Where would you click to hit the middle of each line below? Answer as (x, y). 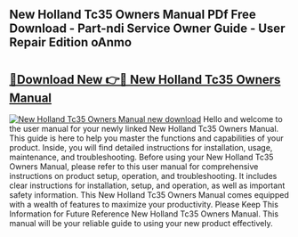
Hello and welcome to (243, 119)
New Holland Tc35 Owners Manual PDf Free (133, 15)
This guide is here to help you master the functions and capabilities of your (147, 138)
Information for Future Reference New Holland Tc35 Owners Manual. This (144, 214)
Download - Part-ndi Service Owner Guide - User (147, 29)
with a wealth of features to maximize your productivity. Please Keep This (144, 204)
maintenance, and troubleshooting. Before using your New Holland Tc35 (141, 157)
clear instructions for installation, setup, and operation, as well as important (147, 185)
